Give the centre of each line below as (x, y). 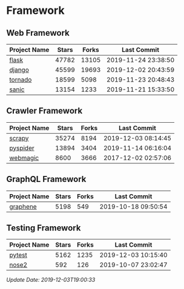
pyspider (22, 148)
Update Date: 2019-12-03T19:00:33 (51, 280)
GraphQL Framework (46, 179)
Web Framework (38, 33)
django (19, 70)
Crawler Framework (44, 111)
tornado (21, 80)
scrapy (19, 138)
